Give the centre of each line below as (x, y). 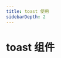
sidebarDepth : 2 (26, 17)
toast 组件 (30, 47)
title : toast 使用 (28, 11)
